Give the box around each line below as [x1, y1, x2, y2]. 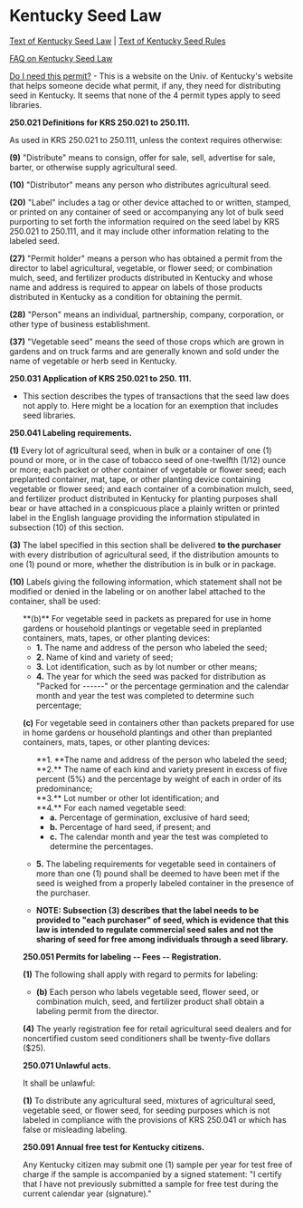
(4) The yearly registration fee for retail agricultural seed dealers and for [22, 1023, 292, 1034]
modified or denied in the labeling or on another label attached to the [9, 585, 266, 596]
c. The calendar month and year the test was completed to [49, 831, 269, 842]
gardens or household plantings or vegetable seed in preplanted [22, 623, 262, 633]
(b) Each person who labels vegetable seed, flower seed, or [35, 986, 260, 997]
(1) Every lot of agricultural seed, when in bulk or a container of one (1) [9, 445, 272, 456]
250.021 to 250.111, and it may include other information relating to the [9, 226, 270, 237]
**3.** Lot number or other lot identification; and [35, 792, 220, 803]
